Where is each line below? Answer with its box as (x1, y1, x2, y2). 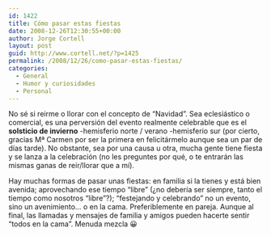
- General (15, 72, 49, 80)
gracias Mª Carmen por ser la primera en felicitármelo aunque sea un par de (8, 135, 263, 145)
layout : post (8, 42, 53, 50)
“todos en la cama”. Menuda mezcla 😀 (8, 219, 138, 229)
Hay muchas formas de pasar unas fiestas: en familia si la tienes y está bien (8, 176, 261, 186)
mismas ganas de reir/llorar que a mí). (8, 161, 135, 171)
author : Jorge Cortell (8, 34, 85, 43)
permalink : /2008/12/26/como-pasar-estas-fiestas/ (8, 57, 183, 65)
